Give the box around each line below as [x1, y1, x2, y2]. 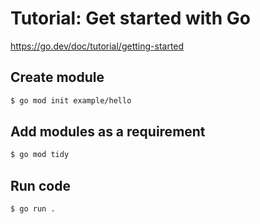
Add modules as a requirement [10, 123, 206, 141]
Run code [10, 177, 71, 194]
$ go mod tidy [10, 150, 70, 160]
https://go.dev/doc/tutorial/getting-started [10, 40, 185, 52]
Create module [10, 69, 105, 86]
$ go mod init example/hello [10, 95, 132, 106]
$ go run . [10, 204, 56, 214]
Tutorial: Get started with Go [10, 7, 251, 30]
